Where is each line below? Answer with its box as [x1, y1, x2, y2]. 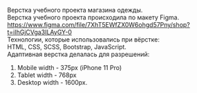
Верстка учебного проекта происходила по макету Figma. [7, 13, 180, 22]
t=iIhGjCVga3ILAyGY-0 [7, 28, 73, 36]
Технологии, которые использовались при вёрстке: [7, 35, 160, 44]
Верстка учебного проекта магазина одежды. [7, 6, 143, 14]
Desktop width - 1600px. [17, 78, 88, 86]
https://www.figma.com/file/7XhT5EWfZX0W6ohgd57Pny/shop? [7, 21, 190, 28]
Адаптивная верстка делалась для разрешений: [7, 50, 150, 58]
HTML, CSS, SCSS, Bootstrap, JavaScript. [7, 43, 126, 51]
